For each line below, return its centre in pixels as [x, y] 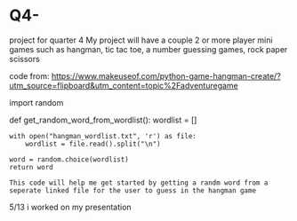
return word [31, 167]
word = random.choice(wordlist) [69, 159]
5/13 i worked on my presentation [70, 207]
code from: [29, 75]
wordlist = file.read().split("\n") [93, 144]
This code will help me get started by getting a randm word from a [139, 183]
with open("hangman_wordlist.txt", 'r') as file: [103, 136]
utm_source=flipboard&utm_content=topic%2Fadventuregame [124, 85]
